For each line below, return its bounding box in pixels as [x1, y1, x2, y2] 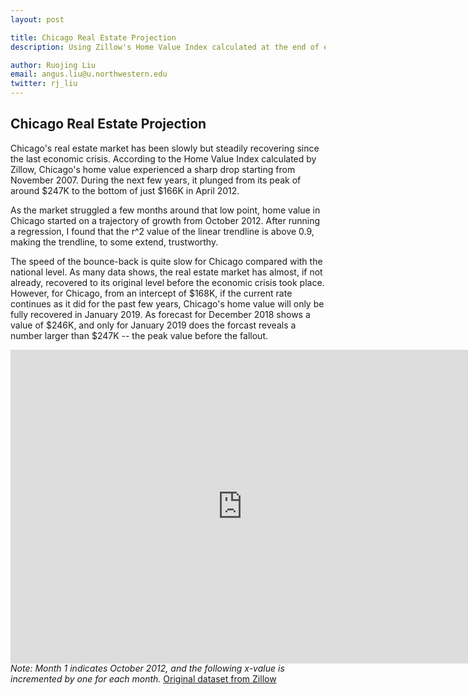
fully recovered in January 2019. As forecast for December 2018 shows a [10, 308, 311, 320]
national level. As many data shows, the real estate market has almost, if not [10, 266, 323, 278]
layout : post [10, 14, 65, 25]
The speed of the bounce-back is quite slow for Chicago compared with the [10, 255, 323, 267]
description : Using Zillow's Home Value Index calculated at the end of [10, 42, 320, 52]
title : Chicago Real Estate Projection [10, 32, 177, 43]
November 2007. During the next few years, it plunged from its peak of [10, 174, 302, 186]
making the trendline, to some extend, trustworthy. [10, 236, 219, 248]
